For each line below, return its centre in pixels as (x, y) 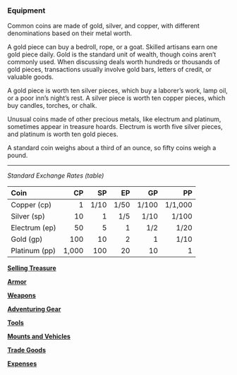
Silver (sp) (28, 216)
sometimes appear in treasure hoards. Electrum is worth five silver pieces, (115, 127)
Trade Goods (27, 350)
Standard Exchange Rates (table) (56, 176)
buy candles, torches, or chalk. (52, 106)
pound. (18, 155)
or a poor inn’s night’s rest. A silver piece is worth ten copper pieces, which (116, 98)
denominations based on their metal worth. (70, 33)
